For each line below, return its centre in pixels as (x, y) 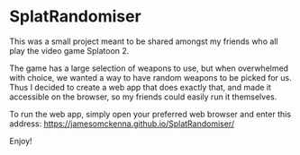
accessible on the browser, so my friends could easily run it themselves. (143, 97)
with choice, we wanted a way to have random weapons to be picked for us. (150, 77)
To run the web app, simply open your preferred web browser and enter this (150, 114)
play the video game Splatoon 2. (69, 50)
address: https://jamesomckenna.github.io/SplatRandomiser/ (122, 124)
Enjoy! (21, 141)
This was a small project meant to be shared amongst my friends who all (144, 41)
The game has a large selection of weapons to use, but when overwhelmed (149, 68)
